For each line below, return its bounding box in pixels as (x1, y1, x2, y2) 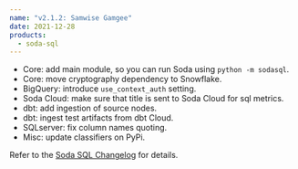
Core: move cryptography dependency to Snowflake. (22, 74, 222, 85)
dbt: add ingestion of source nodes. (22, 102, 158, 114)
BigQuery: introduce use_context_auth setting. (22, 83, 197, 94)
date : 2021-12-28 (9, 22, 76, 31)
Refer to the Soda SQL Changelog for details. (9, 150, 179, 161)
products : (9, 30, 47, 39)
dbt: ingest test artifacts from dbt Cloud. (22, 112, 174, 123)
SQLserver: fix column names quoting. (22, 122, 168, 133)
